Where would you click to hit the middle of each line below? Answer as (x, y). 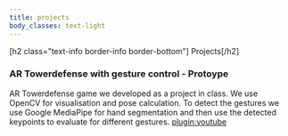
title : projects (39, 17)
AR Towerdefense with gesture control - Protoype (119, 74)
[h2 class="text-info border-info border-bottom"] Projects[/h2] (124, 51)
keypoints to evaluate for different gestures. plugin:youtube (118, 122)
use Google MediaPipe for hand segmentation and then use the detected (143, 112)
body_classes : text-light (57, 26)
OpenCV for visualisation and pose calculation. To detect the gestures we (144, 102)
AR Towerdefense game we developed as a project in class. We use (134, 93)
